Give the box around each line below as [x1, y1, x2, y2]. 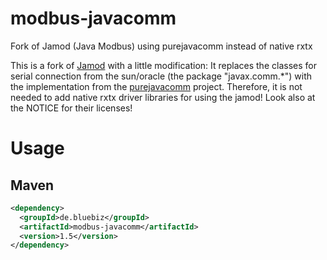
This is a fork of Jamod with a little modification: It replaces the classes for [10, 59, 317, 71]
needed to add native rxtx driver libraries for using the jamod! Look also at [10, 91, 316, 103]
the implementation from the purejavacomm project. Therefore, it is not [10, 80, 303, 92]
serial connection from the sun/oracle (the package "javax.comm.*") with [10, 70, 312, 82]
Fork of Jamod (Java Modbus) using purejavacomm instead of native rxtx [10, 40, 313, 52]
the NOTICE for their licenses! [10, 102, 133, 114]
